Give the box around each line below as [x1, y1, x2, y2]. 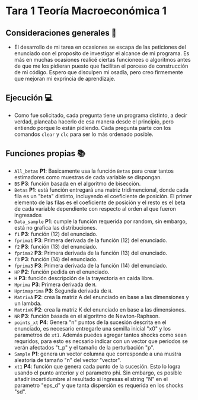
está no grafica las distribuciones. [14, 224, 97, 231]
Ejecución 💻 [5, 93, 53, 103]
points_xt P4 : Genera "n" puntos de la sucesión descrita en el [14, 319, 167, 326]
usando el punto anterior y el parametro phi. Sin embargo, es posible [14, 369, 182, 376]
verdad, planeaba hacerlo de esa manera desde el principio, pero [14, 118, 174, 125]
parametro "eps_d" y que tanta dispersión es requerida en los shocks [14, 382, 184, 389]
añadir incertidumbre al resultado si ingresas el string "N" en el [14, 375, 168, 382]
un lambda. [14, 300, 42, 307]
